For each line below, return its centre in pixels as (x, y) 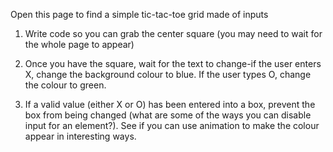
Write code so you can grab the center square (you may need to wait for (173, 33)
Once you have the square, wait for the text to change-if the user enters (173, 63)
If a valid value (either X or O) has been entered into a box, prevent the (170, 104)
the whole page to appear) (79, 44)
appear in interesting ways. (80, 136)
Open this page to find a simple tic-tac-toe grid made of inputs (139, 14)
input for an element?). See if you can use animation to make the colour (172, 125)
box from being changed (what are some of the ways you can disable (168, 115)
